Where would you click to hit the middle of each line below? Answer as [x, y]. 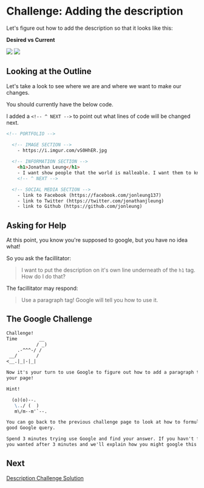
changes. [18, 92]
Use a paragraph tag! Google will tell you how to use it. [90, 300]
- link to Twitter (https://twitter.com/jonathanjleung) [91, 201]
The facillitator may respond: [42, 288]
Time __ [25, 339]
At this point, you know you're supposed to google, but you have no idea [97, 240]
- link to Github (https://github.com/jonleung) [80, 207]
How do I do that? [43, 277]
